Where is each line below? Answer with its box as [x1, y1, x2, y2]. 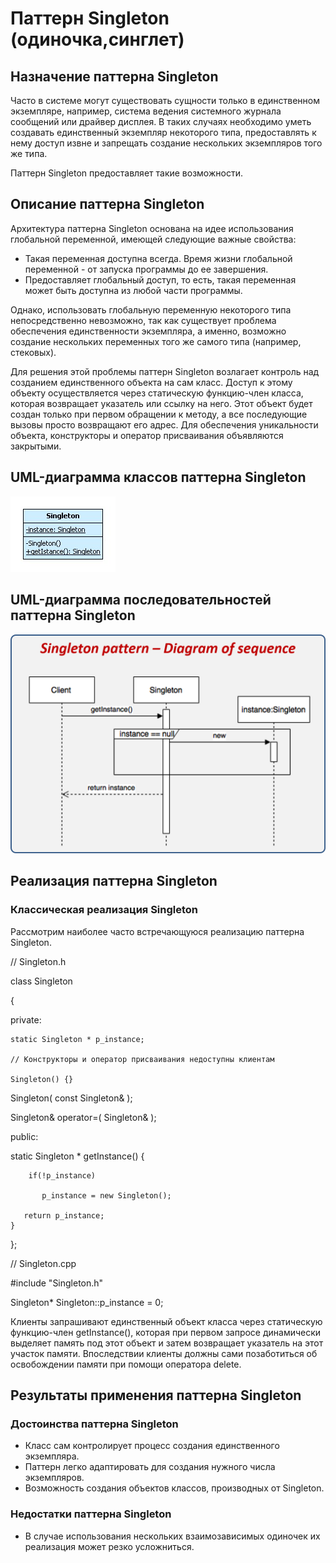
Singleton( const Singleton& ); [10, 1092, 133, 1104]
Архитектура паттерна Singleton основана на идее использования [10, 222, 294, 234]
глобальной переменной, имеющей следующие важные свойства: [10, 233, 297, 245]
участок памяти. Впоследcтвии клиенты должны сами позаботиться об [10, 1347, 318, 1359]
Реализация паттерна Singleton [10, 873, 218, 890]
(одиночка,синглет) [10, 28, 185, 51]
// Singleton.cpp [10, 1257, 77, 1269]
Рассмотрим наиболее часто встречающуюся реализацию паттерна [10, 925, 305, 937]
